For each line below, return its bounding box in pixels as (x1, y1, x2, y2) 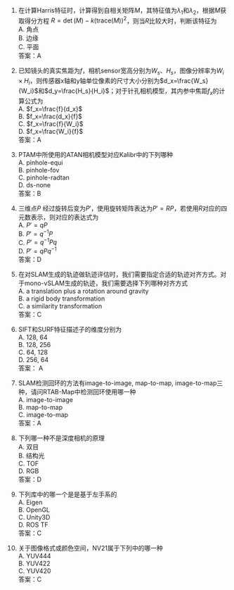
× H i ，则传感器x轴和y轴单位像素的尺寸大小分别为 (18, 77, 160, 87)
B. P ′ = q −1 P (18, 228, 53, 238)
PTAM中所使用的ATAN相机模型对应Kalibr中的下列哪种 (18, 150, 174, 158)
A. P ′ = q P (18, 220, 48, 229)
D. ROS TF (18, 520, 48, 529)
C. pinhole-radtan (18, 173, 70, 182)
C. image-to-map (18, 410, 69, 419)
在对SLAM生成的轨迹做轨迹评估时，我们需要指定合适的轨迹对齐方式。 (18, 270, 221, 278)
